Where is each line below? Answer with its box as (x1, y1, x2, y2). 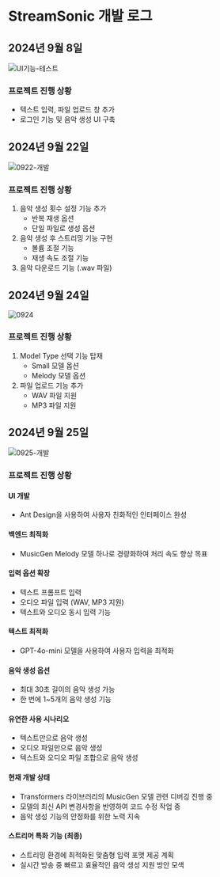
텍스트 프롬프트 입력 (19, 587, 82, 597)
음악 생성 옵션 (8, 666, 50, 675)
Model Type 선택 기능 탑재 (19, 351, 103, 360)
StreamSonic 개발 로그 (8, 7, 153, 25)
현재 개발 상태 (8, 773, 50, 782)
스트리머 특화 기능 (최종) (8, 831, 83, 841)
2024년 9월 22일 (8, 140, 89, 154)
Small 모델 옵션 (31, 361, 79, 370)
